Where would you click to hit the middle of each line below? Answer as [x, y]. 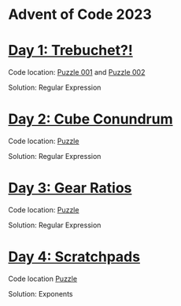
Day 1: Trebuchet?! [71, 51]
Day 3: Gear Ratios [70, 188]
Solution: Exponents [41, 293]
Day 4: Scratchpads [74, 257]
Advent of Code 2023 [80, 15]
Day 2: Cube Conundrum [90, 119]
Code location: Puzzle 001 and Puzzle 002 [77, 72]
